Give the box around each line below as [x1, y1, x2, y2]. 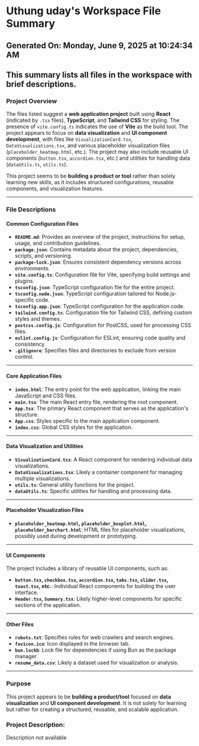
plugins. [14, 277, 34, 285]
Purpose [6, 679, 31, 688]
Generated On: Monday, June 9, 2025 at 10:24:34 [6, 40, 193, 50]
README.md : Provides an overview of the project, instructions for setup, [14, 233, 185, 241]
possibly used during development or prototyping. [14, 533, 137, 539]
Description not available [6, 734, 67, 741]
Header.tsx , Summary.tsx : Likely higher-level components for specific [14, 595, 182, 602]
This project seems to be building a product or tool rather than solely [6, 172, 176, 179]
